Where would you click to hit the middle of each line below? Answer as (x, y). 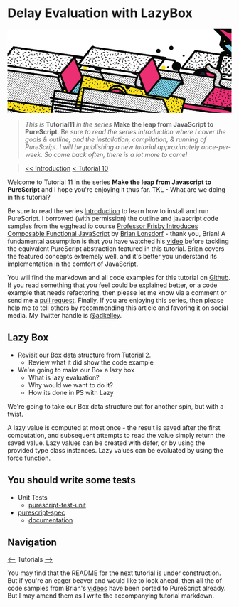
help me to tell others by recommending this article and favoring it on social (118, 308)
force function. (29, 458)
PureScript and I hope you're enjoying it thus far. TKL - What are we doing (116, 189)
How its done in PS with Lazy (71, 392)
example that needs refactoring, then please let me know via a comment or (117, 292)
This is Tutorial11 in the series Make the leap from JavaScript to (119, 124)
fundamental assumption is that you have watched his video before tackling (118, 241)
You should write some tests (72, 480)
